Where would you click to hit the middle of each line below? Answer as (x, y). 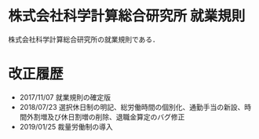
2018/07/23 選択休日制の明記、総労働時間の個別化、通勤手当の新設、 (132, 107)
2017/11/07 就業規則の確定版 (65, 97)
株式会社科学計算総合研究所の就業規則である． (84, 39)
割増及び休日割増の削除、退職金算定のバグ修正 (109, 117)
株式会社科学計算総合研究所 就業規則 (127, 16)
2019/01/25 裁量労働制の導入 (66, 126)
